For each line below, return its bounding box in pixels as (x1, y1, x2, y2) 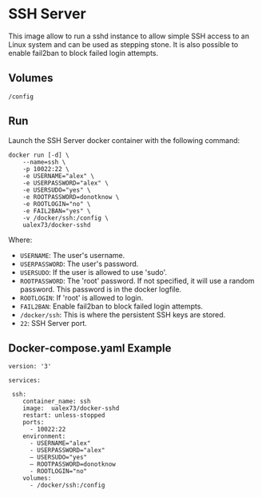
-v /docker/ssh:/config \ (22, 213, 109, 222)
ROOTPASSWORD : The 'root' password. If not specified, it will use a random (19, 276, 255, 285)
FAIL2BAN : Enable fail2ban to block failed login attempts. (19, 301, 204, 311)
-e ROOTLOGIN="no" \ (22, 200, 91, 208)
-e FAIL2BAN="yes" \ (22, 207, 91, 215)
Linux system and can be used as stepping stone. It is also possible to (8, 39, 239, 49)
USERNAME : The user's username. (19, 250, 125, 260)
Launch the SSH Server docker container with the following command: (8, 135, 240, 145)
